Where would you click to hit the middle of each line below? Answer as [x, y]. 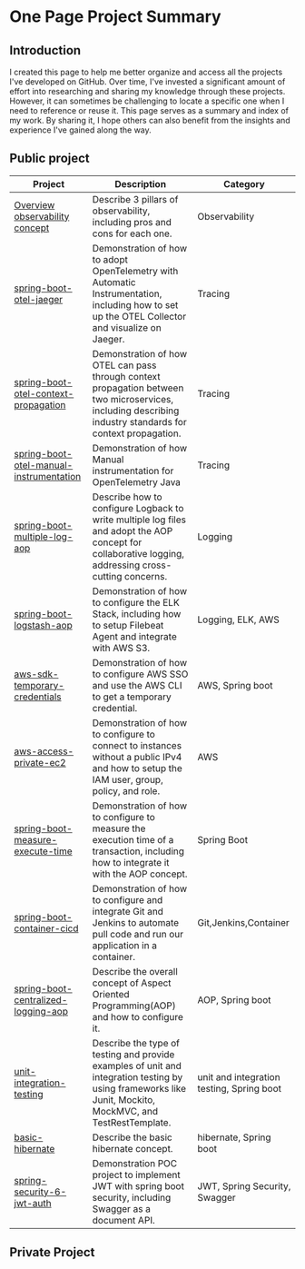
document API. [124, 1220]
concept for [117, 542]
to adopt [110, 259]
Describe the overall [135, 971]
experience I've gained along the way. [80, 130]
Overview [34, 204]
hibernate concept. [133, 1148]
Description [140, 183]
